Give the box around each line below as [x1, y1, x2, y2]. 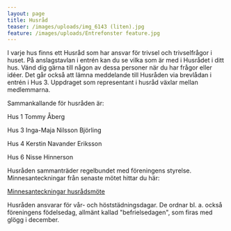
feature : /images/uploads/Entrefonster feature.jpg [7, 29, 160, 37]
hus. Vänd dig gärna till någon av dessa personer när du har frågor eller [7, 63, 212, 72]
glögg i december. [7, 216, 60, 224]
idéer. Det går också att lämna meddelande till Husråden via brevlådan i [7, 71, 212, 79]
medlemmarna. [7, 86, 51, 94]
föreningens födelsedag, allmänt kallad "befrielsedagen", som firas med [7, 208, 213, 216]
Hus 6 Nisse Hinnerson [7, 153, 74, 161]
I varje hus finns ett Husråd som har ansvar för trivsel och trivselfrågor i [7, 49, 212, 57]
